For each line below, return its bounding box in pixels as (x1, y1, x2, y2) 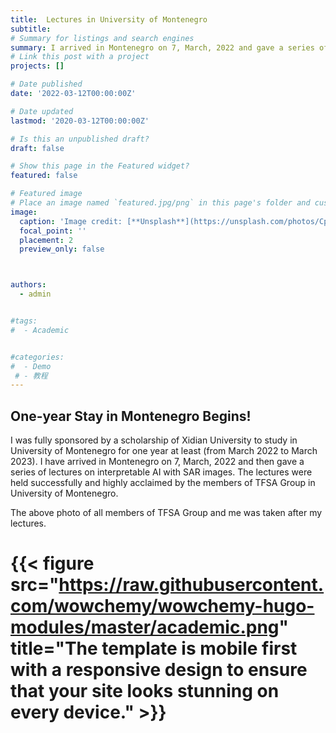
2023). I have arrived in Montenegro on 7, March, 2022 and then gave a (10, 456, 305, 468)
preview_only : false (19, 244, 105, 255)
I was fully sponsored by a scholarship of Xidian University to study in (10, 434, 298, 446)
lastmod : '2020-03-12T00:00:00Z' (10, 116, 150, 126)
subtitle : (10, 24, 52, 34)
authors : (10, 280, 47, 290)
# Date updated (10, 106, 74, 116)
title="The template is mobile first (10, 637, 298, 660)
